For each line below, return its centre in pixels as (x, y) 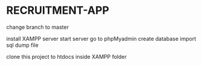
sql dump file (23, 45)
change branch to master (38, 27)
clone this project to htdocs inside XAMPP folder (66, 56)
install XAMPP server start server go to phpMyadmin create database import (101, 38)
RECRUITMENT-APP (58, 10)
